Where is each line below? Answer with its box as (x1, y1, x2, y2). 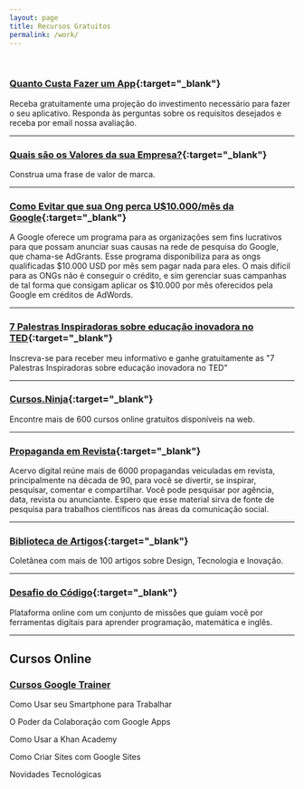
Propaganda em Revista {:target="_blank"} (9, 444, 202, 457)
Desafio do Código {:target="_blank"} (9, 586, 178, 599)
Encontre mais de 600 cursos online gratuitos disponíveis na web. (9, 414, 255, 424)
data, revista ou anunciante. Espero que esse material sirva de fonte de (9, 494, 275, 505)
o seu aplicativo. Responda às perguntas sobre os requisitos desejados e (9, 108, 282, 119)
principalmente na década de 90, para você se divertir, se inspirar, (9, 475, 257, 486)
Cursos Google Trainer (9, 679, 111, 691)
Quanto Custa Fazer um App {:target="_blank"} (9, 78, 222, 90)
